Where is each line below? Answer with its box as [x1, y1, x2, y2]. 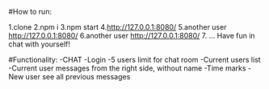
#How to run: [8, 7, 53, 16]
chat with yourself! [8, 39, 70, 49]
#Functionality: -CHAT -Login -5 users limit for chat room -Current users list [8, 55, 261, 64]
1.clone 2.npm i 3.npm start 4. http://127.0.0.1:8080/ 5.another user [8, 22, 227, 31]
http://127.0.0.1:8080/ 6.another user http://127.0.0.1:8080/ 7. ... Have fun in [8, 31, 256, 40]
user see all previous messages [25, 72, 131, 81]
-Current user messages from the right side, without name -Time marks [8, 63, 246, 73]
